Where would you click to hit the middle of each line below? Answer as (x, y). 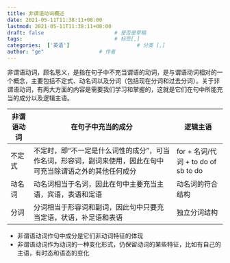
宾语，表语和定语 (75, 194)
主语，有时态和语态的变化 (53, 253)
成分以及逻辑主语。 (46, 98)
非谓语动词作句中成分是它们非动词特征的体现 (80, 236)
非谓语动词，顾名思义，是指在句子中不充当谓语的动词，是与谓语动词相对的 (112, 72)
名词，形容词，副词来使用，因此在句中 (102, 161)
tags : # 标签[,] (74, 39)
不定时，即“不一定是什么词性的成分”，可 (98, 150)
